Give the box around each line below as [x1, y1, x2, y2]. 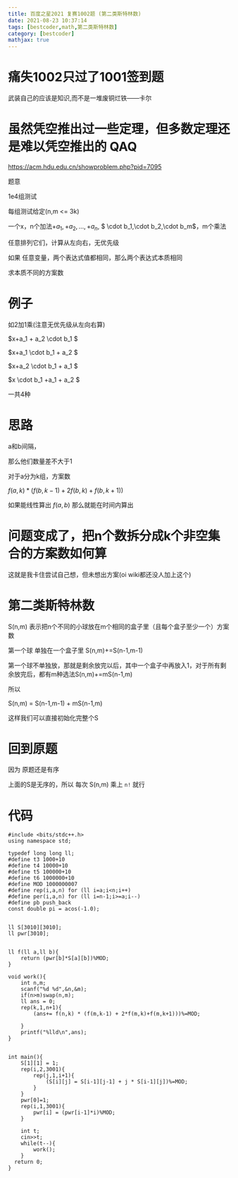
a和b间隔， [8, 442, 41, 450]
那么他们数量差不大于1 [8, 456, 73, 466]
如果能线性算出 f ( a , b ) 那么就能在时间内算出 [8, 500, 134, 509]
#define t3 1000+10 [8, 856, 65, 863]
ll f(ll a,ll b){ [8, 949, 59, 956]
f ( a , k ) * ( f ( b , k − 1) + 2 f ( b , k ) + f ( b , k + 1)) [8, 486, 124, 494]
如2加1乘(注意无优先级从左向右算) [8, 320, 106, 329]
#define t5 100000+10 [8, 868, 72, 875]
